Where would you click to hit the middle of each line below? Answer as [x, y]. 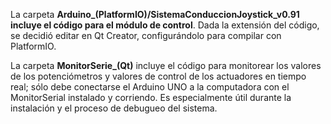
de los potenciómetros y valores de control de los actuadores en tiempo [158, 76]
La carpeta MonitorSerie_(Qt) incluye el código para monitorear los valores [166, 65]
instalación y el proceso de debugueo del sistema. [114, 108]
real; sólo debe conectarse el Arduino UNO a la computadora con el [150, 87]
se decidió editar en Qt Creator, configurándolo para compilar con [146, 35]
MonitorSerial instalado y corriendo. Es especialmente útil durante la [151, 97]
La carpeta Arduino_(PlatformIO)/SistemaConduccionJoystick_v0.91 [155, 14]
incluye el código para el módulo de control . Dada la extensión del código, [165, 25]
